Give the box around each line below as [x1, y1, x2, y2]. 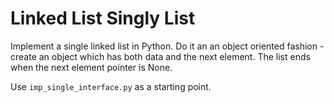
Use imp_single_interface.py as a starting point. [10, 80, 212, 92]
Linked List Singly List [10, 7, 196, 30]
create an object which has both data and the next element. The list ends [10, 50, 311, 62]
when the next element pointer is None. [10, 61, 173, 73]
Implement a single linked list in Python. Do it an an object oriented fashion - [10, 40, 325, 52]
